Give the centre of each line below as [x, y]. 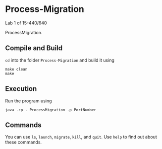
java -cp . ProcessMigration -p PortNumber [51, 110]
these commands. [24, 142]
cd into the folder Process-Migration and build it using [60, 60]
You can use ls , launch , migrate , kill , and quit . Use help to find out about [81, 137]
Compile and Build [34, 48]
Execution [21, 89]
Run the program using [28, 101]
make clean [16, 69]
